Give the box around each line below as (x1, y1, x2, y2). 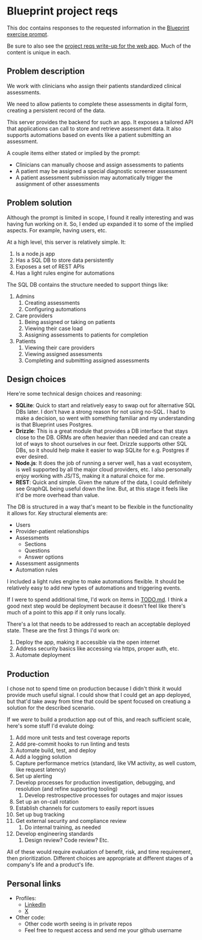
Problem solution (7, 198, 72, 208)
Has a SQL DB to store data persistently (15, 256, 114, 264)
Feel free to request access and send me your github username (24, 927, 182, 933)
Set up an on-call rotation (15, 798, 79, 805)
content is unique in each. (7, 48, 71, 56)
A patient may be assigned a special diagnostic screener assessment (15, 167, 187, 174)
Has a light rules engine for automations (15, 269, 115, 276)
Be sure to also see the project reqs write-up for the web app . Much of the (7, 42, 191, 49)
